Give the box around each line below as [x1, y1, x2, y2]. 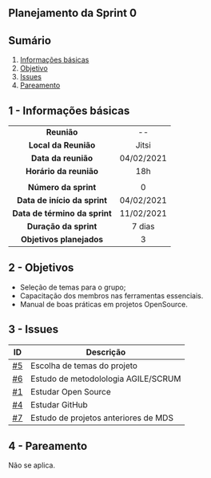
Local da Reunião [28, 140, 96, 151]
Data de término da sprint [12, 208, 112, 219]
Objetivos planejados [21, 234, 104, 245]
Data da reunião [30, 152, 94, 164]
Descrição [86, 346, 126, 358]
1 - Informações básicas [8, 103, 130, 117]
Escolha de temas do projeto [30, 360, 138, 371]
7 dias [131, 221, 155, 232]
